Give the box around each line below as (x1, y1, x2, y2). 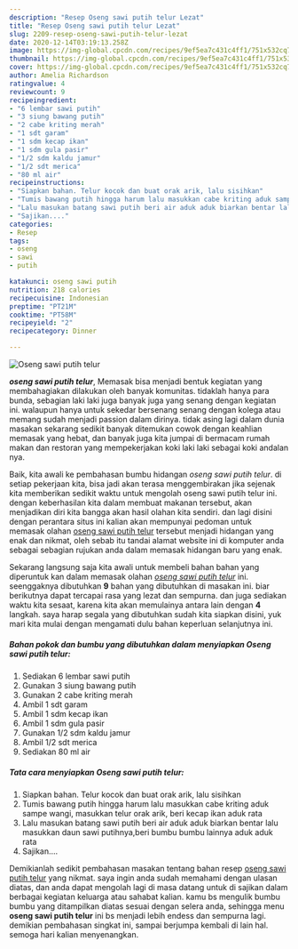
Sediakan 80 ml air (21, 746, 91, 757)
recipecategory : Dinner (9, 326, 98, 336)
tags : (9, 237, 29, 245)
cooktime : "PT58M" (9, 310, 77, 319)
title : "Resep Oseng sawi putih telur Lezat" (9, 21, 180, 30)
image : (9, 46, 34, 55)
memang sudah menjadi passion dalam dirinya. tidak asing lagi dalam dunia (9, 414, 286, 424)
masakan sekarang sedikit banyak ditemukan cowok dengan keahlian (9, 423, 263, 434)
